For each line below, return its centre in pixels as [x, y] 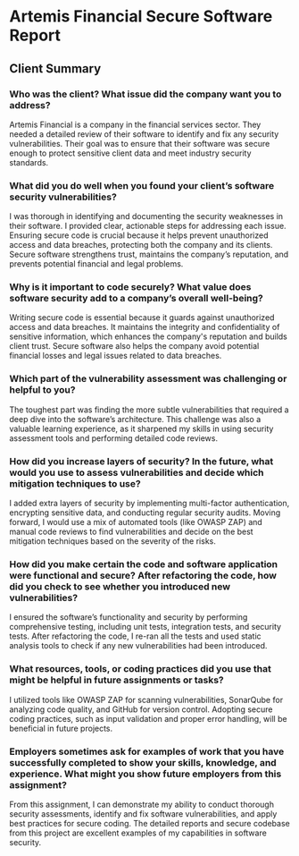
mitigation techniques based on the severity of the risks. [112, 541]
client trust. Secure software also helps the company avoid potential [134, 346]
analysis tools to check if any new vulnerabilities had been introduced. [138, 646]
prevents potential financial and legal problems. [96, 264]
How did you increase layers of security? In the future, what [141, 461]
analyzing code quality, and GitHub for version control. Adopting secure [141, 709]
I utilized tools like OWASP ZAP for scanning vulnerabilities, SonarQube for [146, 699]
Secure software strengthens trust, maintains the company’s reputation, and [149, 254]
